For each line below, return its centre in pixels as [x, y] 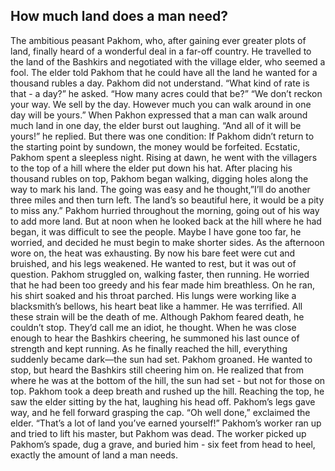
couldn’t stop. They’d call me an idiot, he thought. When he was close [153, 327]
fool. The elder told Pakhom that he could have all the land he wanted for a [164, 72]
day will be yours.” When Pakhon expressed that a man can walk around [159, 115]
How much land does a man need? [119, 16]
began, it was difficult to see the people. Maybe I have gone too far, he [156, 231]
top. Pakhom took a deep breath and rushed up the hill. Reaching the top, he [167, 391]
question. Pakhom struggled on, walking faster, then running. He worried [160, 274]
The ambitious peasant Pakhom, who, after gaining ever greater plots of [158, 40]
